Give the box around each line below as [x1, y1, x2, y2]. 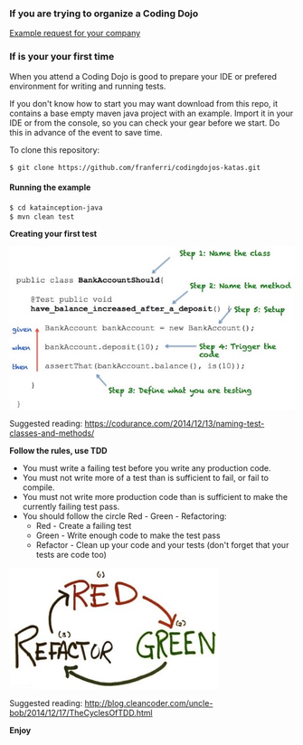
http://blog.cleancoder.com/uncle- [84, 698, 213, 709]
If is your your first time [9, 51, 115, 63]
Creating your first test [9, 228, 98, 239]
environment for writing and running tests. [9, 80, 166, 91]
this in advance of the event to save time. [9, 127, 163, 137]
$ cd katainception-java [9, 203, 103, 212]
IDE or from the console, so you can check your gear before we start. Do [9, 117, 280, 128]
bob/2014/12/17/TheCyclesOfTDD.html [9, 708, 153, 719]
